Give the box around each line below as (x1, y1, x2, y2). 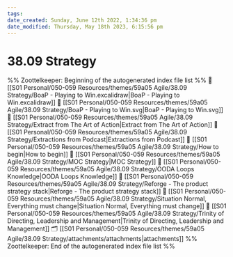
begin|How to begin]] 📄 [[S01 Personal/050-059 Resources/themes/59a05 (7, 150, 220, 159)
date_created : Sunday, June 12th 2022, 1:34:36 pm (7, 17, 157, 24)
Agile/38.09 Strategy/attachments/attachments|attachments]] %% (7, 235, 198, 243)
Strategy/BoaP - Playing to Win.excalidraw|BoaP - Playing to (7, 91, 180, 100)
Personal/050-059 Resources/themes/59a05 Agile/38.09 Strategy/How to (7, 143, 219, 151)
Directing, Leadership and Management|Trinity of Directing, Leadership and (7, 217, 224, 225)
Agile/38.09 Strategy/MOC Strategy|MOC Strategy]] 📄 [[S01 (7, 157, 179, 166)
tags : (7, 10, 23, 17)
